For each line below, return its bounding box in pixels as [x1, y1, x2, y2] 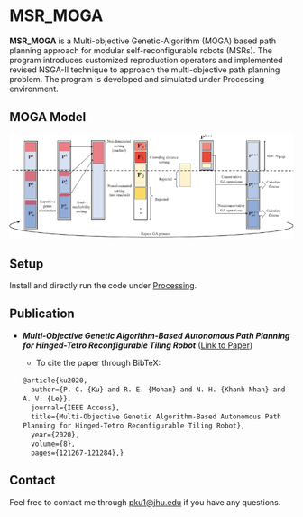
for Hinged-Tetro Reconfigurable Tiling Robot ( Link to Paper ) [22, 340, 253, 351]
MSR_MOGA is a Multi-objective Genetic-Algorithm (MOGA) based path [9, 35, 277, 46]
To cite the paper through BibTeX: [35, 357, 161, 368]
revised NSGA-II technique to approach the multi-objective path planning [9, 64, 280, 75]
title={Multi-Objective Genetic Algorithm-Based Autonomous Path [31, 412, 281, 421]
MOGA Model [9, 109, 87, 125]
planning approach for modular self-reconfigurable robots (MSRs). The [9, 44, 273, 55]
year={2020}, [31, 430, 80, 439]
